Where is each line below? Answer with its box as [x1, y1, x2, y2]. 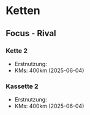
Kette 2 [6, 46, 28, 55]
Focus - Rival [6, 28, 56, 39]
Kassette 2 [6, 82, 39, 91]
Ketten [6, 4, 40, 18]
